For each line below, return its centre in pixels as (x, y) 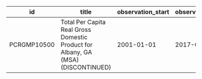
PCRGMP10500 (32, 45)
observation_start (143, 12)
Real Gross (76, 30)
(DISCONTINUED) (86, 67)
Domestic (74, 37)
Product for (77, 45)
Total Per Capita (83, 22)
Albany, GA (76, 52)
